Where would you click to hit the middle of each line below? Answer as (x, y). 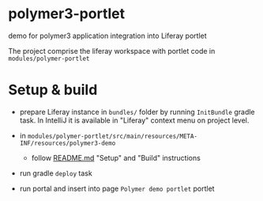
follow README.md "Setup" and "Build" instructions (116, 157)
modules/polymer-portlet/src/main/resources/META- (113, 136)
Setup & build (53, 90)
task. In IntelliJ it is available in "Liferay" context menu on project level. (134, 120)
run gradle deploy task (56, 173)
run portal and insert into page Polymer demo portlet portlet (117, 188)
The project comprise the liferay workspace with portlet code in (112, 51)
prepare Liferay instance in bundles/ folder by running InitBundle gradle (137, 112)
